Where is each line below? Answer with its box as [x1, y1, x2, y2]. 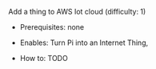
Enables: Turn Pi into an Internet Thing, [19, 38, 149, 47]
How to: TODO [19, 54, 68, 63]
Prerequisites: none [19, 22, 85, 31]
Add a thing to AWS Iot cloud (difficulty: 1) [8, 7, 146, 16]
